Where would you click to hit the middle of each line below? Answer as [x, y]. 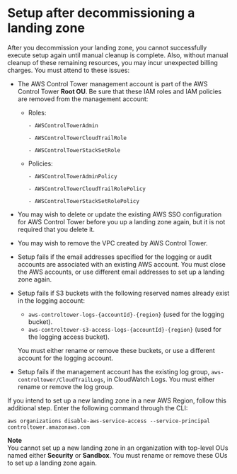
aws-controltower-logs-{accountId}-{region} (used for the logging [126, 314]
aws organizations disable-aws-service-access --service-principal [109, 421]
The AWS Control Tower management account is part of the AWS [112, 83]
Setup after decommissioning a [101, 13]
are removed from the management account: [83, 99]
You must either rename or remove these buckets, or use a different [116, 350]
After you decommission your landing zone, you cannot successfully [107, 47]
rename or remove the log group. [66, 386]
